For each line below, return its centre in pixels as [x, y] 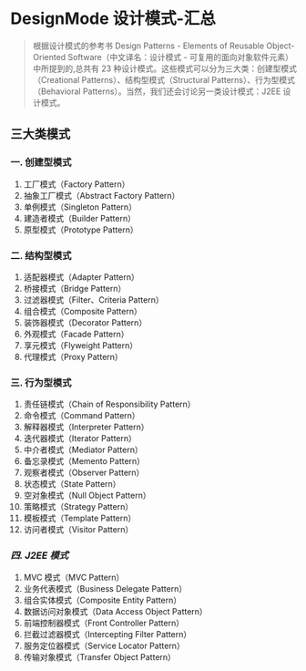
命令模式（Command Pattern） [82, 416]
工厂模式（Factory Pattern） [76, 184]
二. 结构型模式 [41, 255]
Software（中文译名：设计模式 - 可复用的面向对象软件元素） [181, 57]
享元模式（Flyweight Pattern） [81, 345]
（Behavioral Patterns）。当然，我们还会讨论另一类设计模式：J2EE [157, 91]
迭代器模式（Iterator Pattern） [80, 439]
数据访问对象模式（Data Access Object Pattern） [115, 611]
